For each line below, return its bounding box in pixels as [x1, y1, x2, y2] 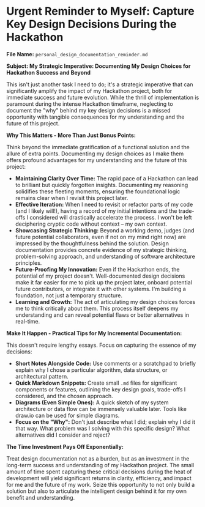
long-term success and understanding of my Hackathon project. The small [6, 461, 195, 468]
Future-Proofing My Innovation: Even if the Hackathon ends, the [15, 265, 180, 273]
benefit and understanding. [6, 494, 75, 501]
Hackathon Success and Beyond [6, 68, 91, 76]
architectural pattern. [15, 372, 69, 380]
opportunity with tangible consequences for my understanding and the [6, 113, 185, 120]
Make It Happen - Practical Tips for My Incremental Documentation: [6, 329, 182, 337]
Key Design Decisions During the [6, 17, 177, 31]
